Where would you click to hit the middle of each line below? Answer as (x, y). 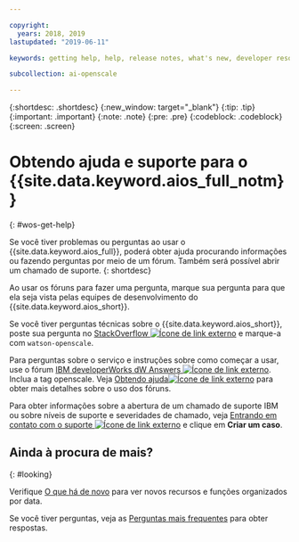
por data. (26, 501)
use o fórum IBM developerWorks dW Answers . (140, 370)
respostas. (28, 528)
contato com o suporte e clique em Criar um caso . (146, 425)
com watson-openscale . (52, 343)
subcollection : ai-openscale (63, 74)
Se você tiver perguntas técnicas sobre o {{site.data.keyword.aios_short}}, (146, 324)
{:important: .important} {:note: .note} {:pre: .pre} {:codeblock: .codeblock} (146, 117)
